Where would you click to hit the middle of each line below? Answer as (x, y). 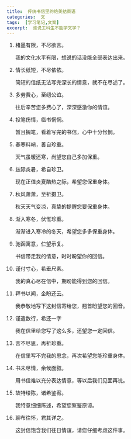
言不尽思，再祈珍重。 (41, 343)
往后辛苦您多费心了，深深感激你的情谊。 (64, 107)
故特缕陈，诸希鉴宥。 (41, 393)
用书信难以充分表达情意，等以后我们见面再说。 (71, 381)
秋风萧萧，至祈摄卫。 (41, 194)
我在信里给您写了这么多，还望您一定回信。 (66, 331)
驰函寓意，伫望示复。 (41, 244)
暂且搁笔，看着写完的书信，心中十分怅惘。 (66, 132)
